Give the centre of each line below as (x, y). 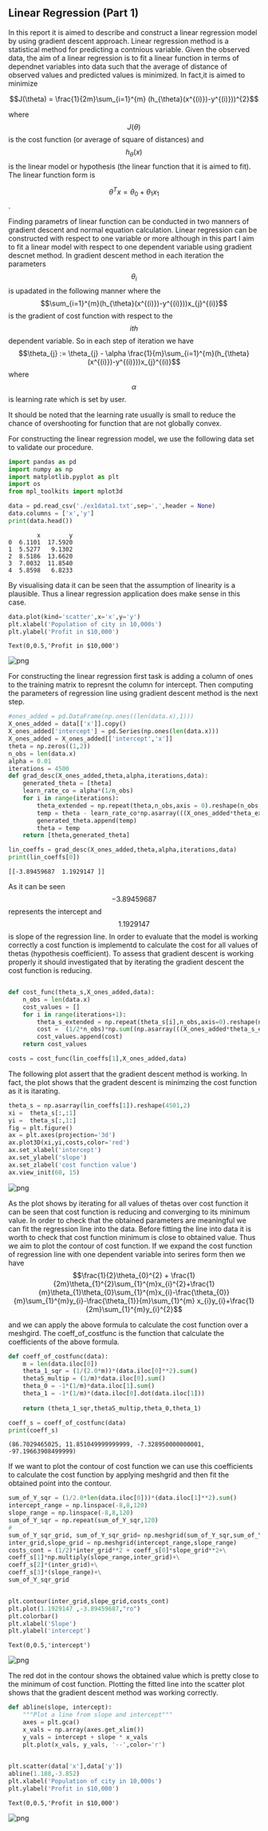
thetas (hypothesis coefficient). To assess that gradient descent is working (131, 954)
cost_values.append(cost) (80, 1037)
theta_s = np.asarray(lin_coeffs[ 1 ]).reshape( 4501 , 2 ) (100, 1105)
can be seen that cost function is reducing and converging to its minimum (129, 1211)
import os (25, 484)
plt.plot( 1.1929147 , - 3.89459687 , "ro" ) (75, 1609)
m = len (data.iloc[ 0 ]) (60, 1364)
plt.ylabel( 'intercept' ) (49, 1631)
